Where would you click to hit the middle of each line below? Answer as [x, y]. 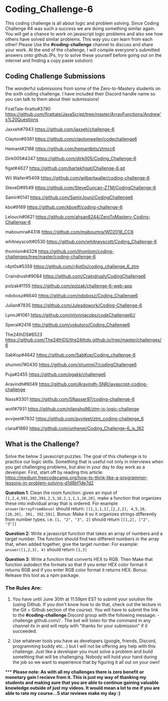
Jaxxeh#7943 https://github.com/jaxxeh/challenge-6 [60, 129]
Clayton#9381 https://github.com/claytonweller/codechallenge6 [71, 139]
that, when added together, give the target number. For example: [72, 544]
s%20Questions [22, 120]
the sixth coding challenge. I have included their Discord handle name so [80, 93]
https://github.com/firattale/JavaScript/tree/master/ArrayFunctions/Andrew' [83, 114]
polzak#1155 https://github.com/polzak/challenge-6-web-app [69, 286]
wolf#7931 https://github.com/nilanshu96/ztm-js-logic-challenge [72, 409]
